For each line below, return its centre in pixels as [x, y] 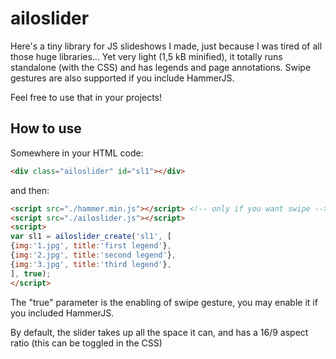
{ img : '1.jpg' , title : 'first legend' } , [91, 246]
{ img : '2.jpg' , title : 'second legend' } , [93, 255]
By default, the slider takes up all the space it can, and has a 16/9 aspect [159, 332]
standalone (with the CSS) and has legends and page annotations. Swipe [161, 67]
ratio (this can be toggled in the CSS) [86, 343]
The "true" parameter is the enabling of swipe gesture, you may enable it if [164, 302]
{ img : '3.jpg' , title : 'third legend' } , [91, 264]
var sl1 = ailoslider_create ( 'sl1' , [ [91, 237]
